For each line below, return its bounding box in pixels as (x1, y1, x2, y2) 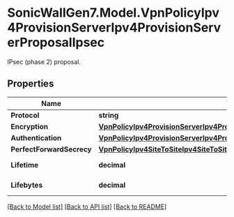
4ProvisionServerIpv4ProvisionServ (7, 20, 221, 36)
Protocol (10, 110, 40, 120)
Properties (7, 78, 54, 90)
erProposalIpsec (7, 35, 105, 50)
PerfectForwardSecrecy (10, 144, 92, 154)
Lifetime (10, 160, 39, 170)
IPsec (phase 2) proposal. (7, 57, 81, 66)
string (98, 110, 119, 120)
